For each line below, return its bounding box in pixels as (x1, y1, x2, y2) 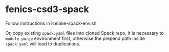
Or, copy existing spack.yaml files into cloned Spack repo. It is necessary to (5, 30, 164, 36)
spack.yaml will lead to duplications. (5, 40, 81, 46)
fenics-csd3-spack (5, 4, 90, 15)
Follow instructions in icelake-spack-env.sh (5, 20, 97, 26)
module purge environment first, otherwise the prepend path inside (5, 35, 145, 41)
